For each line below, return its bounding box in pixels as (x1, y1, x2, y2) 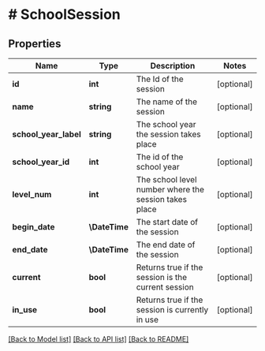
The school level (136, 174, 197, 185)
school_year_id (12, 156, 70, 167)
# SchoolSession (8, 6, 121, 24)
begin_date (12, 222, 55, 232)
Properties (8, 37, 62, 50)
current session (136, 282, 195, 293)
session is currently (136, 304, 209, 315)
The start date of (136, 217, 199, 227)
